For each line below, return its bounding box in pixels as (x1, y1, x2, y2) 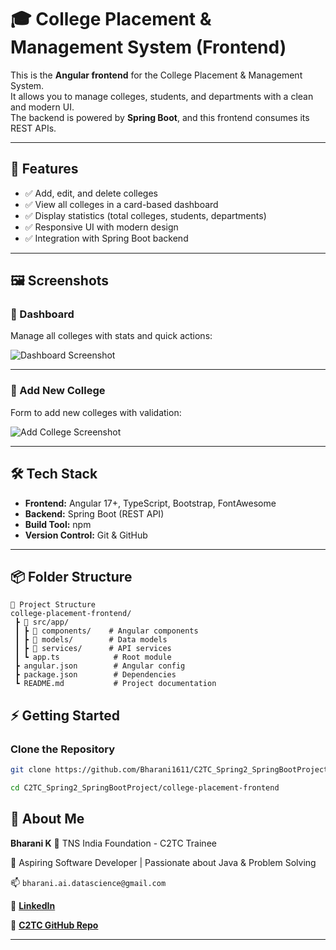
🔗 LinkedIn (10, 899, 56, 911)
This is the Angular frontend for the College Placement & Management (10, 69, 303, 81)
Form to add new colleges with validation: (10, 406, 182, 418)
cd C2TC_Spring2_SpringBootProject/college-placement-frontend (10, 782, 280, 793)
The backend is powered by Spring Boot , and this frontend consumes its (10, 111, 310, 123)
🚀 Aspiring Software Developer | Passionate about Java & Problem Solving (10, 856, 317, 868)
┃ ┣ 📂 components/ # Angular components (14, 626, 199, 636)
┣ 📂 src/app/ (14, 617, 70, 628)
